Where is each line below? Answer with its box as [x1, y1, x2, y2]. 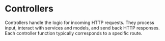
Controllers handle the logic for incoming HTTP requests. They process [5, 19, 155, 25]
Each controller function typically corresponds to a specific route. [5, 30, 143, 36]
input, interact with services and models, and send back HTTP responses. [5, 24, 160, 30]
